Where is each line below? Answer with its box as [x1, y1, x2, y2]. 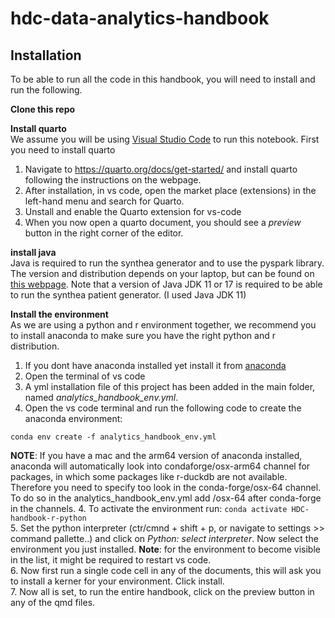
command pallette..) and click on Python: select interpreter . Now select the [10, 533, 319, 544]
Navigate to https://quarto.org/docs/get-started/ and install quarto [24, 163, 298, 175]
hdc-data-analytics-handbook [10, 7, 270, 30]
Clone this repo [10, 103, 76, 115]
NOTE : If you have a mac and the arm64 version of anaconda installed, [10, 450, 303, 461]
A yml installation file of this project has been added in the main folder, [24, 381, 316, 392]
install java [10, 247, 57, 258]
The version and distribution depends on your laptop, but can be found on [10, 268, 315, 279]
